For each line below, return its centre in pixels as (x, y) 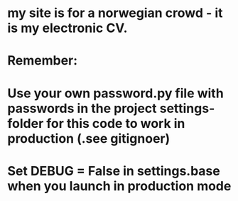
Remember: (43, 61)
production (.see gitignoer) (89, 138)
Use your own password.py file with (115, 93)
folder (26, 123)
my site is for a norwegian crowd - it (115, 13)
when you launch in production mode (119, 186)
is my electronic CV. (67, 28)
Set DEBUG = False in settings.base (114, 171)
